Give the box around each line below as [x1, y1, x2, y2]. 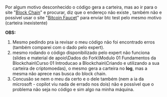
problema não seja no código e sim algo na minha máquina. [12, 87, 134, 92]
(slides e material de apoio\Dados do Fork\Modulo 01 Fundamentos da [12, 55, 157, 61]
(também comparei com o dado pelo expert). [12, 45, 104, 50]
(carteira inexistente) [5, 20, 48, 26]
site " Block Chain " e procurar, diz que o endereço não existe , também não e [5, 9, 162, 15]
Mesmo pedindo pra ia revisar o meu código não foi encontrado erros [12, 39, 155, 45]
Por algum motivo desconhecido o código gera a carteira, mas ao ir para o [5, 4, 158, 10]
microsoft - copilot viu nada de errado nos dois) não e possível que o [12, 81, 154, 87]
